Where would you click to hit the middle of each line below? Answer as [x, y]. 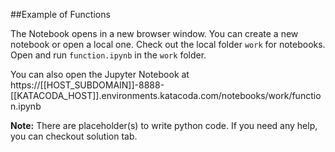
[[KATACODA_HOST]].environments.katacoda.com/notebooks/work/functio [166, 95]
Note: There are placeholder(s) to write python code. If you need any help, [164, 125]
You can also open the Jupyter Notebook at [100, 74]
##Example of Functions [60, 14]
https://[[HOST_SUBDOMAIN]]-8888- [87, 85]
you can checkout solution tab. [74, 136]
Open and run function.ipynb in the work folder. [108, 55]
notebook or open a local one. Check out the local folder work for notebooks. [168, 44]
